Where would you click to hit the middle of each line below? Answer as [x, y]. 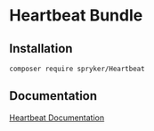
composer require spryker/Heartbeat [77, 69]
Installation [41, 49]
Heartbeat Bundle [76, 16]
